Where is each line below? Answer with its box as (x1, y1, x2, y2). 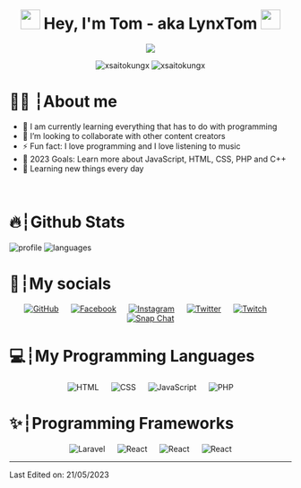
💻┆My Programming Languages (9, 345, 255, 366)
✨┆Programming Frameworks (9, 413, 235, 433)
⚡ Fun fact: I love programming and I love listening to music (21, 140, 241, 152)
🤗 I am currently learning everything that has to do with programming (21, 121, 278, 132)
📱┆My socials (9, 274, 112, 293)
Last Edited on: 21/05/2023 (9, 469, 109, 480)
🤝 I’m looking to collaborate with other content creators (21, 130, 226, 141)
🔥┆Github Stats (9, 212, 125, 232)
